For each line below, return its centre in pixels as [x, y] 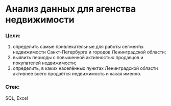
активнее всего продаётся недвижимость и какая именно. [77, 74]
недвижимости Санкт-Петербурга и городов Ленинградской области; [89, 52]
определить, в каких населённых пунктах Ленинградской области [85, 68]
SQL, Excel [17, 98]
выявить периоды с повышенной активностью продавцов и [78, 58]
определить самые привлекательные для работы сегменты [78, 47]
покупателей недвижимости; [44, 63]
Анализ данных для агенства [71, 9]
